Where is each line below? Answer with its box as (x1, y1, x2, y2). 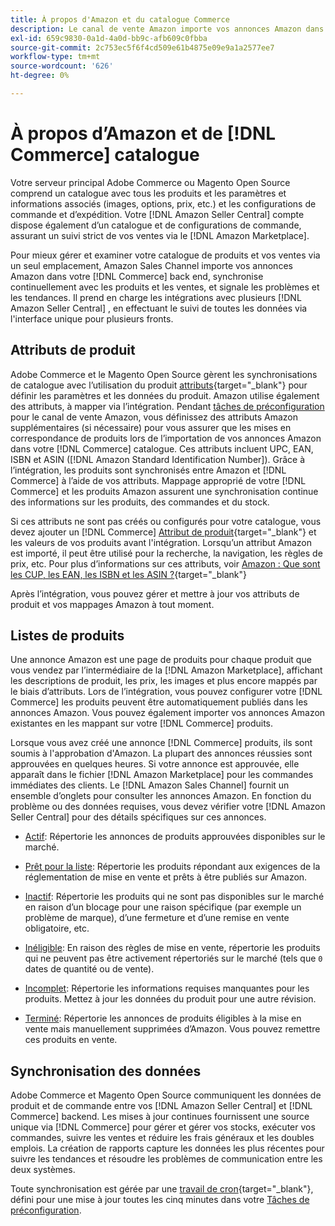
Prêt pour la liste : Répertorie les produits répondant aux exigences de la (24, 861, 321, 873)
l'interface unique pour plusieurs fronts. (10, 312, 174, 325)
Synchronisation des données (10, 1062, 202, 1080)
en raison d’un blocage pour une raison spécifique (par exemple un (24, 901, 302, 913)
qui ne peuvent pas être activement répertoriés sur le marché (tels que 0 (24, 952, 323, 965)
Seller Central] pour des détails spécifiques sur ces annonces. (10, 811, 267, 823)
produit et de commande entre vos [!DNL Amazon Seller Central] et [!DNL (10, 1100, 313, 1112)
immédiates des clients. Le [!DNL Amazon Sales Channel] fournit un (10, 779, 290, 791)
